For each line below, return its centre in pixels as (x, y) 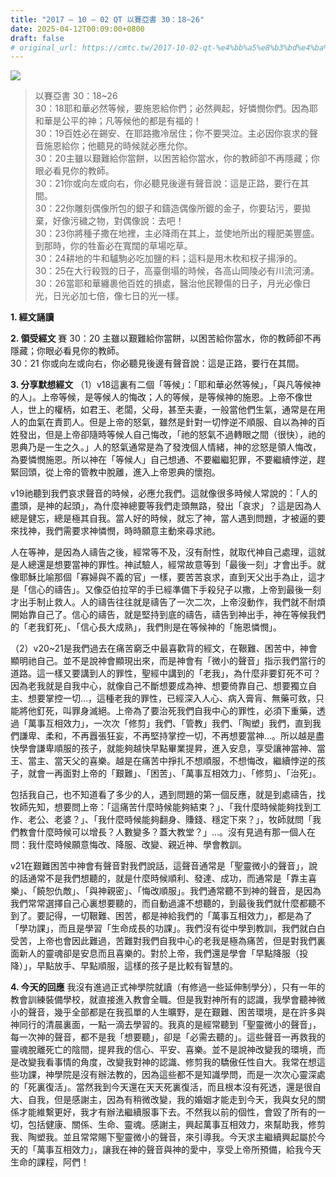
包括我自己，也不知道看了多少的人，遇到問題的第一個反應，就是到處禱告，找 (168, 795)
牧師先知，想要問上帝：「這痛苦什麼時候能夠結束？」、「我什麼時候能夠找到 (161, 807)
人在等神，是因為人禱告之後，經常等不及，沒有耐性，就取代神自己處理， (159, 552)
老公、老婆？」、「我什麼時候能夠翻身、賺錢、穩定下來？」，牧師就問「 (170, 820)
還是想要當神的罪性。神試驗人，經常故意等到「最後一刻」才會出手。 (176, 565)
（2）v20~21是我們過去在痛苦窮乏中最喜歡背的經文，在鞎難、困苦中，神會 (164, 648)
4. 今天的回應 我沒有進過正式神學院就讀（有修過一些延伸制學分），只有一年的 (168, 987)
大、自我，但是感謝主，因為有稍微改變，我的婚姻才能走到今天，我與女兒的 (163, 1100)
